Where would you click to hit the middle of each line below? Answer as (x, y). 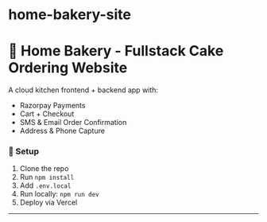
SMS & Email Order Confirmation (73, 123)
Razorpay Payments (52, 106)
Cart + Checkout (47, 114)
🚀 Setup (24, 151)
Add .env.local (45, 185)
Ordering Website (68, 68)
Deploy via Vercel (48, 203)
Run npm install (47, 177)
